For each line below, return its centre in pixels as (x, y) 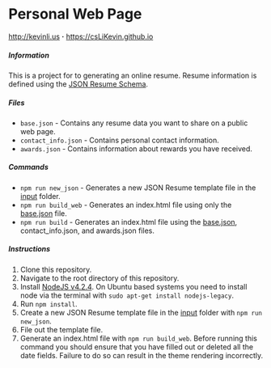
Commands (28, 167)
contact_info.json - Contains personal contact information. (120, 140)
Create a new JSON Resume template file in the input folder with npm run (141, 312)
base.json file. (43, 213)
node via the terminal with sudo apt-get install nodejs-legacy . (127, 295)
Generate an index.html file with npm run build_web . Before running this (138, 338)
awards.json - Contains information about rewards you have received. (136, 148)
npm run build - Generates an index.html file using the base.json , (129, 222)
